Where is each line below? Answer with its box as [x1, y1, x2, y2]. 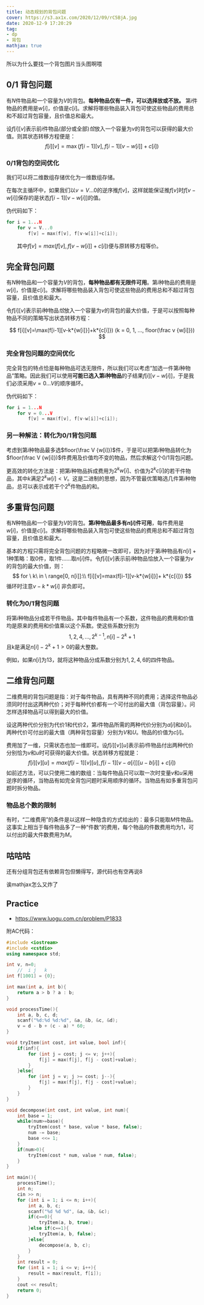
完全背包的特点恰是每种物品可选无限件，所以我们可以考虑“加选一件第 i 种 [6, 364, 186, 371]
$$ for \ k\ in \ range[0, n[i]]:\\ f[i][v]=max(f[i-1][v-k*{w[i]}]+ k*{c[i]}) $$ [12, 572, 192, 580]
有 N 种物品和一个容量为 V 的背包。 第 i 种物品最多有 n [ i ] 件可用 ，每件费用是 [6, 520, 184, 527]
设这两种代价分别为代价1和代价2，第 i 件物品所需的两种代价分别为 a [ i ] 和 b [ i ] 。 [6, 720, 195, 728]
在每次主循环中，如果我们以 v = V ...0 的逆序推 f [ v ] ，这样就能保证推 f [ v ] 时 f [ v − [6, 186, 196, 194]
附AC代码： [6, 927, 35, 935]
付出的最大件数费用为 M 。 [11, 831, 75, 838]
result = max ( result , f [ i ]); [28, 1270, 102, 1276]
